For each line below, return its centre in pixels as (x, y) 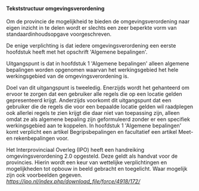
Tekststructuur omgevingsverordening (55, 8)
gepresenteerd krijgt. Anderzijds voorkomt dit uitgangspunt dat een (89, 101)
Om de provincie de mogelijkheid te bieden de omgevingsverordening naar (98, 21)
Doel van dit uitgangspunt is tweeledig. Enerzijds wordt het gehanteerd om (98, 88)
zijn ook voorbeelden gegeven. (44, 175)
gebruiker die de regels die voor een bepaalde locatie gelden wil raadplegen (100, 107)
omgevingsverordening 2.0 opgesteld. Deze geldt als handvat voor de (92, 156)
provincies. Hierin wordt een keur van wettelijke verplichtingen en (87, 162)
